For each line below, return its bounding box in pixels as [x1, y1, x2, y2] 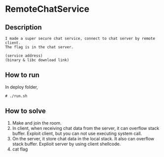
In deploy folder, [5, 84, 38, 90]
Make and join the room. [12, 120, 62, 126]
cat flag [12, 146, 28, 152]
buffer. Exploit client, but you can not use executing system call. [12, 130, 142, 136]
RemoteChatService [5, 3, 90, 15]
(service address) [5, 53, 43, 58]
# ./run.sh [5, 94, 28, 98]
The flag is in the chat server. [5, 45, 74, 50]
